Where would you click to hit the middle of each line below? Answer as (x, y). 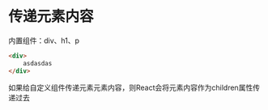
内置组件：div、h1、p (44, 40)
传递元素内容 (51, 17)
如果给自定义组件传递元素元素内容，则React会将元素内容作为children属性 (131, 87)
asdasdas (38, 63)
